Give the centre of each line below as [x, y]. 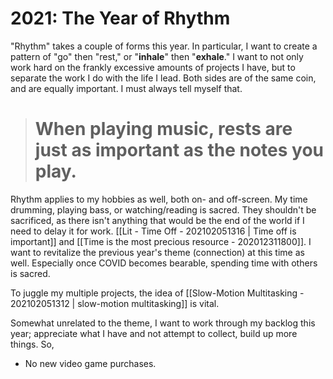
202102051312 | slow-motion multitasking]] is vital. [115, 303]
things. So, [32, 344]
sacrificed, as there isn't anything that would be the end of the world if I [157, 220]
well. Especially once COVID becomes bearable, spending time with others [164, 263]
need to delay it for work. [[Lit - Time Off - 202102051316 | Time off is [153, 231]
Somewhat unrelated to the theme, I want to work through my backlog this [163, 323]
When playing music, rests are [163, 129]
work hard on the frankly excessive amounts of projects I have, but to [153, 67]
